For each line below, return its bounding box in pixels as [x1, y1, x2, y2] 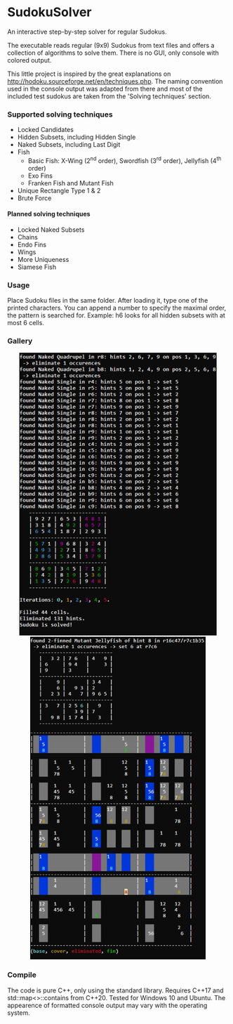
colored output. [7, 55, 52, 64]
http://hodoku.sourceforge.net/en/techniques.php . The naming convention [7, 77, 223, 85]
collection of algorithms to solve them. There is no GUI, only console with [7, 48, 219, 57]
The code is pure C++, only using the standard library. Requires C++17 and [7, 986, 224, 995]
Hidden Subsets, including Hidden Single [17, 133, 136, 141]
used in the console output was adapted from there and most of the [7, 84, 203, 93]
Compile [7, 970, 36, 980]
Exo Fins [27, 171, 53, 180]
